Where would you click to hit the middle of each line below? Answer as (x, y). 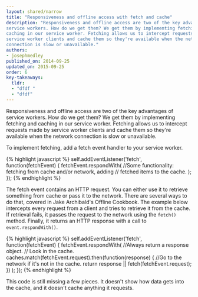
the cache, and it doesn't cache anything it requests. (70, 288)
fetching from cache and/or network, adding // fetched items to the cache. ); (99, 172)
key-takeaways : (25, 78)
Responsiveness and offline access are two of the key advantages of (90, 111)
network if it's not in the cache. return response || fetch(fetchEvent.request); (99, 263)
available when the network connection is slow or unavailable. (81, 136)
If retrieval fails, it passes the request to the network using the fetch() (91, 214)
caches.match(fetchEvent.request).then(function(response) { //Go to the (94, 257)
